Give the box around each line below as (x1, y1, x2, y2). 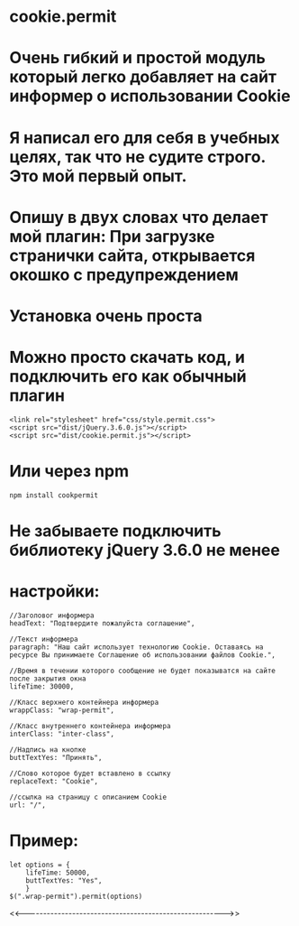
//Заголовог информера (9, 611, 95, 620)
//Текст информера (9, 634, 78, 644)
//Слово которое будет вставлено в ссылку (9, 769, 171, 778)
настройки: (9, 581, 100, 602)
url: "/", (9, 801, 47, 810)
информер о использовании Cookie (9, 86, 291, 106)
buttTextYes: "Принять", (9, 753, 103, 762)
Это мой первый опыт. (9, 165, 187, 186)
